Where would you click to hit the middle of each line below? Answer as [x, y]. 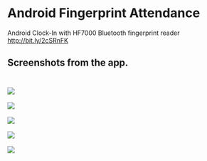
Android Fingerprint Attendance [104, 13]
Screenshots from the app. [68, 63]
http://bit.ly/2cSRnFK [38, 40]
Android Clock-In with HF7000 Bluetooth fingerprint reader [94, 33]
